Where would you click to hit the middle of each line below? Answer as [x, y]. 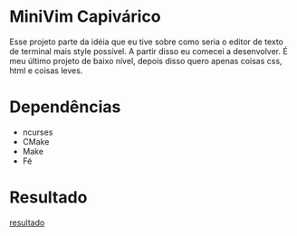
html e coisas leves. [46, 71]
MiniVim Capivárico [85, 17]
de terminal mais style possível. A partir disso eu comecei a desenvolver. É [148, 51]
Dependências [65, 107]
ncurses [38, 132]
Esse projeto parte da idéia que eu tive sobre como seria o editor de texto [146, 42]
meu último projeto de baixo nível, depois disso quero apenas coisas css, [146, 61]
